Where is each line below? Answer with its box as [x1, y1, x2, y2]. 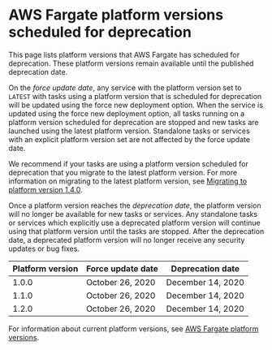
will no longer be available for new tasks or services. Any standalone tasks [8, 209, 258, 218]
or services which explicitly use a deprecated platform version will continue [8, 218, 261, 227]
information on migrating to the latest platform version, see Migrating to [8, 176, 248, 186]
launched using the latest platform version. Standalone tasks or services [8, 126, 250, 136]
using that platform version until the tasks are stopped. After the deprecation [8, 226, 265, 236]
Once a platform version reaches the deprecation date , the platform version [8, 201, 261, 210]
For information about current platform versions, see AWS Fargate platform [8, 323, 259, 334]
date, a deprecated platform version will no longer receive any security [8, 235, 245, 244]
